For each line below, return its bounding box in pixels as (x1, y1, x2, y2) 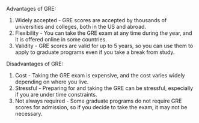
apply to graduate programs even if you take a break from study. (14, 49, 175, 56)
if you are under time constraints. (14, 91, 97, 98)
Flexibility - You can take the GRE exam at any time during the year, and (14, 29, 192, 37)
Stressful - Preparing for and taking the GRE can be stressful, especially (14, 85, 194, 92)
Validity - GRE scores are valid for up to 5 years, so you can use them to (14, 42, 194, 49)
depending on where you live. (14, 78, 89, 85)
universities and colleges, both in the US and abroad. (14, 23, 146, 30)
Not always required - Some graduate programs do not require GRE (14, 97, 182, 104)
